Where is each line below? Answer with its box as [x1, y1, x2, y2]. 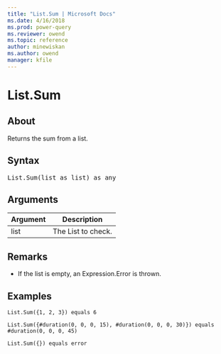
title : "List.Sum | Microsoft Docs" [7, 10, 116, 18]
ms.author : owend [7, 50, 59, 57]
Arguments [7, 193, 59, 206]
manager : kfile [7, 57, 53, 64]
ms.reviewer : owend [7, 30, 65, 38]
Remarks [7, 250, 48, 262]
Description [62, 214, 103, 224]
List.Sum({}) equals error [7, 340, 87, 347]
